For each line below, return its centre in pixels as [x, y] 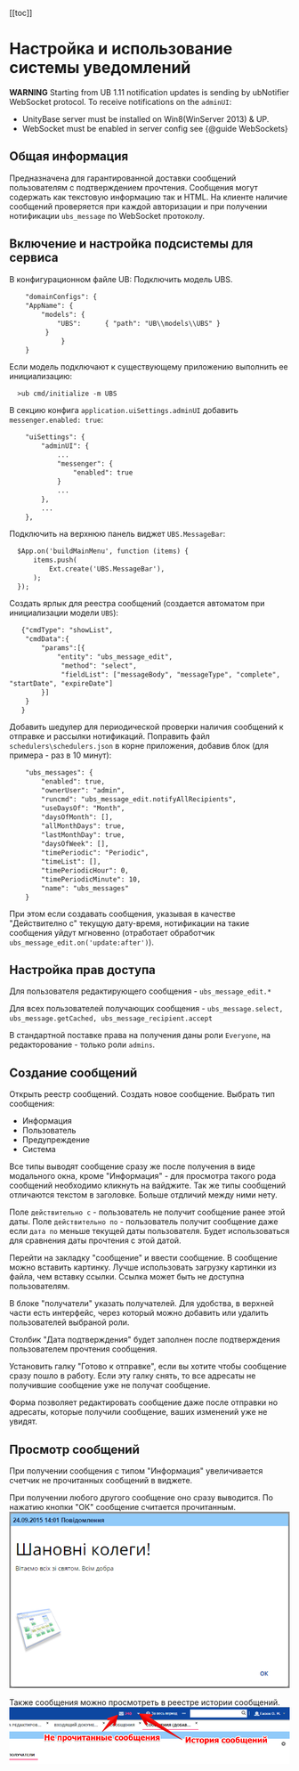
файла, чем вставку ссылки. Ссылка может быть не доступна [127, 1277]
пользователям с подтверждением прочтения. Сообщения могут [133, 187]
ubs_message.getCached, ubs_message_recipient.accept [111, 1019]
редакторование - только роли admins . [82, 1044]
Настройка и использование [121, 49]
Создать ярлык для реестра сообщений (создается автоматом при [137, 603]
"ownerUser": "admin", [83, 790]
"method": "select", [99, 666]
